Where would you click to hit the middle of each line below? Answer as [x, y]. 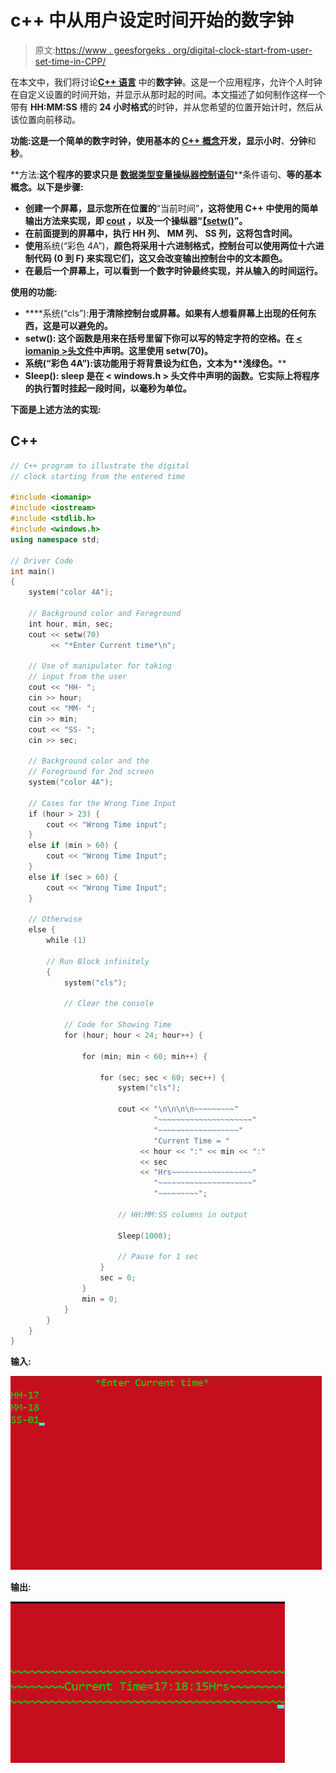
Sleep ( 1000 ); [144, 1236]
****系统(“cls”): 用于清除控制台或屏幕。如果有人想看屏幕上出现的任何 [166, 313]
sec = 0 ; [118, 1278]
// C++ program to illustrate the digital [100, 466]
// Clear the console [109, 1004]
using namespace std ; [55, 539]
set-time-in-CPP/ [70, 61]
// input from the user [78, 677]
